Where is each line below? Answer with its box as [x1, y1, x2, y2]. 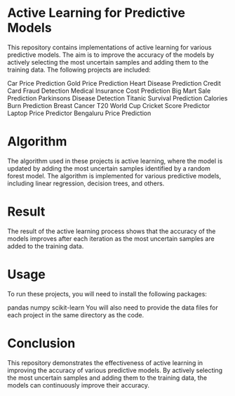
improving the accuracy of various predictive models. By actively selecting [7, 366, 223, 374]
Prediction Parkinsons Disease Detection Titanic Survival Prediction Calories [7, 93, 228, 103]
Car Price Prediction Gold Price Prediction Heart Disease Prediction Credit [7, 79, 221, 87]
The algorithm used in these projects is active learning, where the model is [7, 157, 223, 165]
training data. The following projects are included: [7, 65, 151, 74]
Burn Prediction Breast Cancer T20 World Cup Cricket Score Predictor [7, 101, 210, 110]
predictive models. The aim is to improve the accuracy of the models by [7, 51, 215, 59]
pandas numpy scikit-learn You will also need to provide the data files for [7, 303, 219, 312]
